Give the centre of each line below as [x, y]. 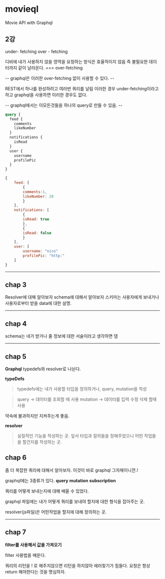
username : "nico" [40, 251]
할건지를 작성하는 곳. [42, 442]
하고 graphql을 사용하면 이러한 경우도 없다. [46, 95]
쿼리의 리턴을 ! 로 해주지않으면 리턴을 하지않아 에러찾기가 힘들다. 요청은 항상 [78, 565]
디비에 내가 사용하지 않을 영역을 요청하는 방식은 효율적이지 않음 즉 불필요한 [77, 61]
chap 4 [16, 323]
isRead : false [37, 233]
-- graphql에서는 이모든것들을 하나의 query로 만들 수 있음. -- [64, 105]
